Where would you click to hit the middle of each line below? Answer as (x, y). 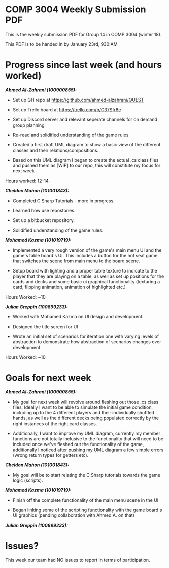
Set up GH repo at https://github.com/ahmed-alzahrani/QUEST (78, 100)
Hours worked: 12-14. (27, 181)
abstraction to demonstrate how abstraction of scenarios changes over (87, 342)
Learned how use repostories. (44, 210)
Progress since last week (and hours (84, 65)
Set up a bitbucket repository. (44, 220)
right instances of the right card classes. (55, 423)
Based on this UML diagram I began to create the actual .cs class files (86, 160)
